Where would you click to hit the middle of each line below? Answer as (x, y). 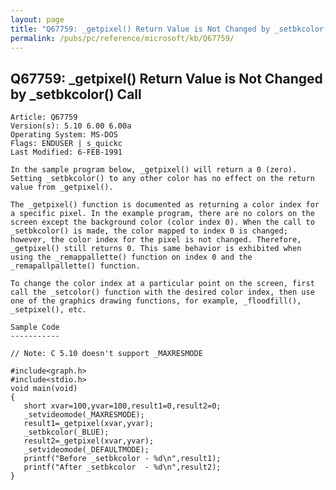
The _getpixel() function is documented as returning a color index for (165, 205)
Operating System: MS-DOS (64, 135)
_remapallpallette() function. (75, 266)
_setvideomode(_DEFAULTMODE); (86, 450)
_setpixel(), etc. (48, 310)
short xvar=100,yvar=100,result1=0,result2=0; (122, 406)
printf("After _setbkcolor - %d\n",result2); (122, 467)
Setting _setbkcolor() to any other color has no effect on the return (162, 179)
